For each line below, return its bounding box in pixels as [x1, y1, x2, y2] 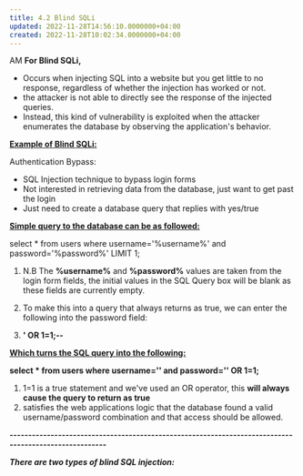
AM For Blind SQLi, [9, 56, 82, 66]
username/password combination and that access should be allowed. [22, 411, 284, 423]
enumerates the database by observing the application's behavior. [22, 121, 271, 132]
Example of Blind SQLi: [9, 138, 97, 150]
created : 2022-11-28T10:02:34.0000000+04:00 [9, 30, 181, 39]
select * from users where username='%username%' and [9, 238, 227, 249]
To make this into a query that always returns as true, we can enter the [22, 302, 288, 314]
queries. [22, 102, 55, 113]
